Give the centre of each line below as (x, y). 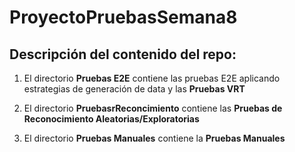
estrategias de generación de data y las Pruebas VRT (134, 89)
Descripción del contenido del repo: (123, 54)
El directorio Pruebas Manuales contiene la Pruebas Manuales (154, 138)
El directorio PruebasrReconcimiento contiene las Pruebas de (153, 108)
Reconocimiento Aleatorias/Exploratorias (111, 119)
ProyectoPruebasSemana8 (123, 17)
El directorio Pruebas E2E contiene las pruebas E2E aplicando (152, 78)
